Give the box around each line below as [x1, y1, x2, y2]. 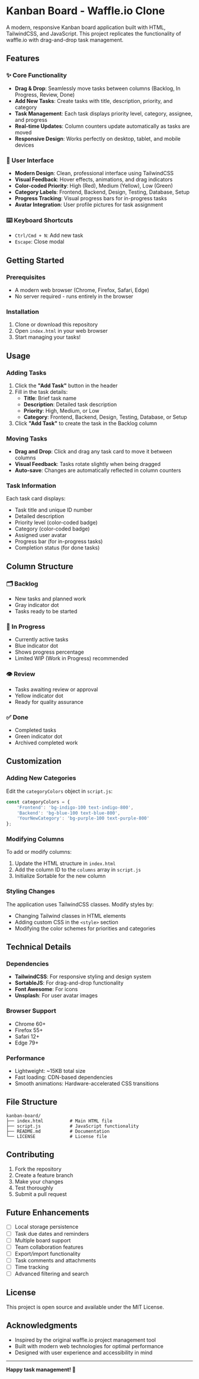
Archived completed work [14, 739, 78, 747]
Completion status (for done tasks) [14, 544, 100, 551]
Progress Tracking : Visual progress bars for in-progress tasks [14, 194, 167, 202]
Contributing [6, 1150, 54, 1160]
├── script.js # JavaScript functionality [6, 1123, 139, 1129]
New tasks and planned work [14, 595, 86, 602]
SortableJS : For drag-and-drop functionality [14, 979, 124, 986]
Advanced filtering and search [14, 1270, 89, 1277]
